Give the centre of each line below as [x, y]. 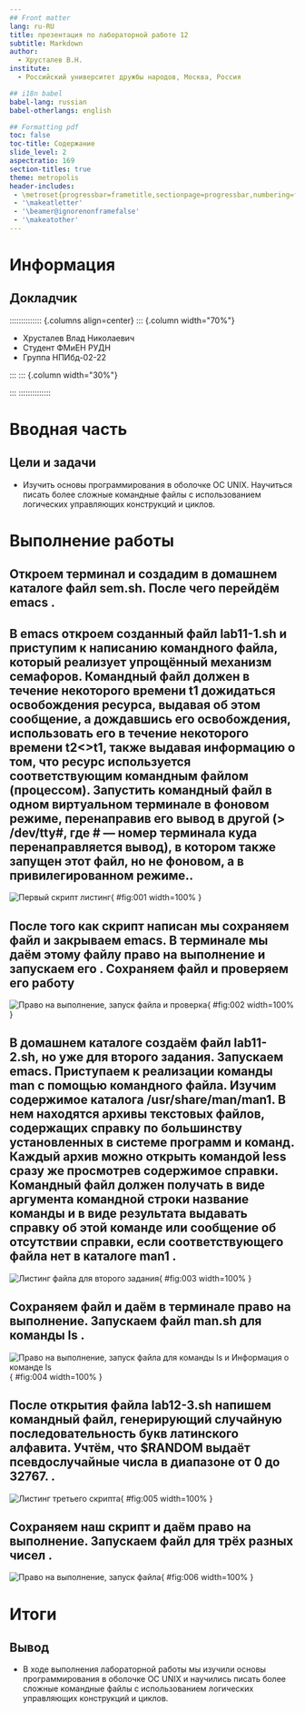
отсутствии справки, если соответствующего [147, 1242]
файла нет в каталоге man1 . [93, 1257]
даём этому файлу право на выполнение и [138, 954]
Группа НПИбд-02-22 [64, 357]
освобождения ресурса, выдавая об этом [135, 705]
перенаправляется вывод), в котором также [143, 847]
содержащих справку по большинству [126, 1128]
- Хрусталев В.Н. [50, 60]
